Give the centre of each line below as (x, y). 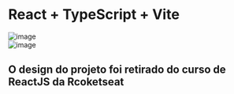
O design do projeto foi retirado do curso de (117, 70)
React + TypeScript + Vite (94, 15)
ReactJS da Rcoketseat (66, 82)
